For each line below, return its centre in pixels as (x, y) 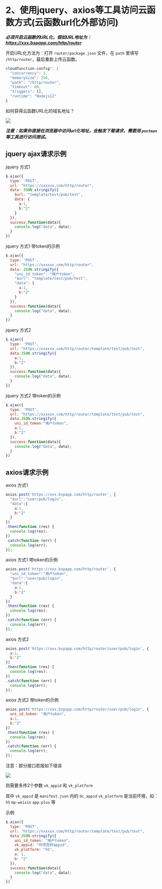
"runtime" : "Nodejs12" (33, 96)
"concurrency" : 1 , (29, 73)
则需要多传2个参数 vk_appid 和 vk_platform (49, 785)
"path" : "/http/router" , (35, 82)
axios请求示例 (27, 472)
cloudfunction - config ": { (32, 68)
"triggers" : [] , (27, 92)
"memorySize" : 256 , (30, 78)
